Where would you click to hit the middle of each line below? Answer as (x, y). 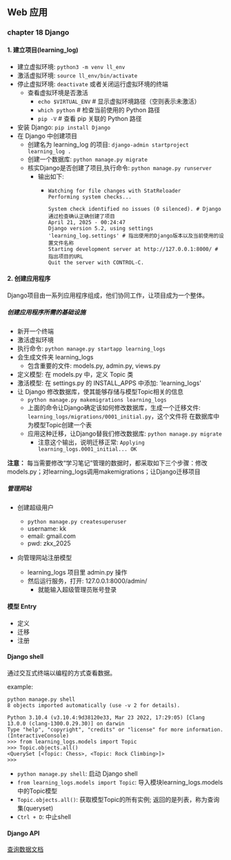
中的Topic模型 (37, 791)
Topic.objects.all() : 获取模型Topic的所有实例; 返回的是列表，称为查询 (118, 800)
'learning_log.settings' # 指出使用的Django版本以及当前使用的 (133, 236)
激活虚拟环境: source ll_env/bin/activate (77, 75)
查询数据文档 (25, 850)
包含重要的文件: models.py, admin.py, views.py (94, 366)
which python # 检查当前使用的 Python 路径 (99, 110)
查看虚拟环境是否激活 (58, 93)
